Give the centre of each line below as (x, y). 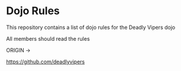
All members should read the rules (48, 38)
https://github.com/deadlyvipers (46, 62)
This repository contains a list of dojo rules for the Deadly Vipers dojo (91, 27)
